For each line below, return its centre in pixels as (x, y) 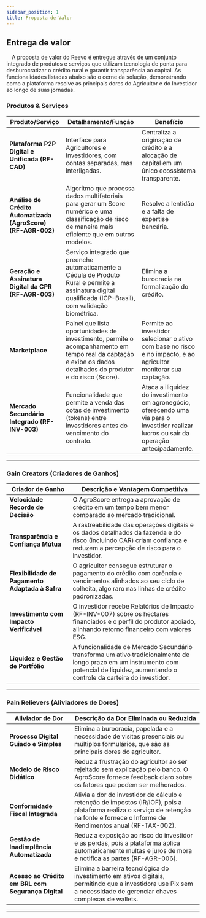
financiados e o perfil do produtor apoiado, (134, 621)
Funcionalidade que (94, 395)
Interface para (86, 140)
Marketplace (28, 350)
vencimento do (87, 433)
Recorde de (27, 507)
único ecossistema (169, 171)
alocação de (160, 155)
